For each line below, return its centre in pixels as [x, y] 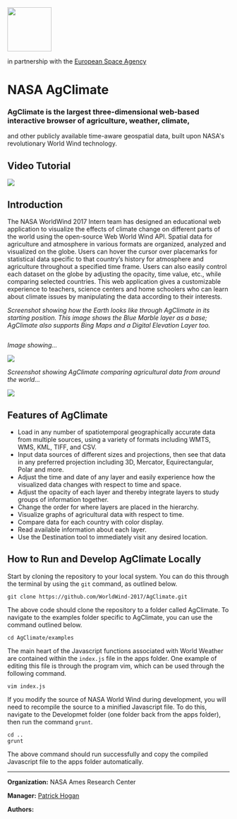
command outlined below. [45, 625]
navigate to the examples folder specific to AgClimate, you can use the [110, 617]
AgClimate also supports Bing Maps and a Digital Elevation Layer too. [109, 325]
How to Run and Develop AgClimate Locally [104, 560]
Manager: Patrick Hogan [43, 795]
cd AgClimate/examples [41, 638]
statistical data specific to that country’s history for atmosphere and [106, 259]
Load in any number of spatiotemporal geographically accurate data [116, 432]
